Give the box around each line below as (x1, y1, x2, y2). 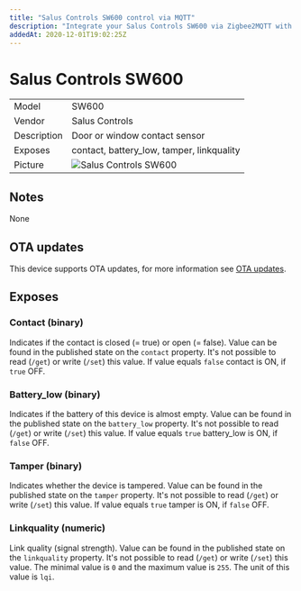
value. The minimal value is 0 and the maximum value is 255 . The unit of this (9, 561, 290, 572)
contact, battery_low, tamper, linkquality (71, 144, 241, 157)
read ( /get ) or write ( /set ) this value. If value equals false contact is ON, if (9, 356, 287, 367)
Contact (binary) (9, 316, 84, 329)
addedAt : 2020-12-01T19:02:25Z (9, 30, 127, 39)
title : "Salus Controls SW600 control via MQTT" (9, 13, 196, 23)
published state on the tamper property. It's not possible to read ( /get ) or (9, 490, 279, 501)
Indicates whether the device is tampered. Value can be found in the (9, 480, 263, 491)
